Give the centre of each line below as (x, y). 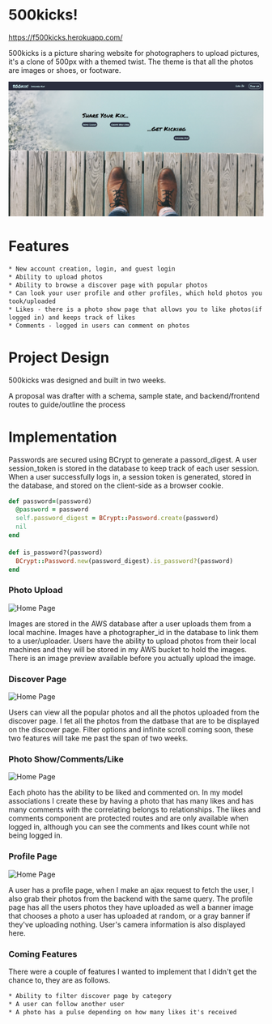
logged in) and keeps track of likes (72, 318)
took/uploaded (32, 301)
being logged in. (36, 835)
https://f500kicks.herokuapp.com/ (66, 37)
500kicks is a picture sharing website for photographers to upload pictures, (134, 53)
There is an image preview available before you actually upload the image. (132, 658)
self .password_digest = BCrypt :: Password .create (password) (117, 518)
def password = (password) (50, 501)
